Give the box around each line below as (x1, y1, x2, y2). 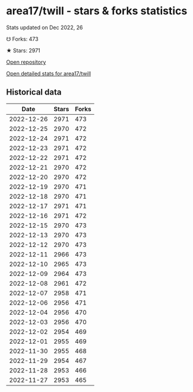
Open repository (6, 58, 46, 65)
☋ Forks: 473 (6, 35, 39, 42)
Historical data (6, 87, 62, 98)
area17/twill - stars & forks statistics (6, 4, 188, 18)
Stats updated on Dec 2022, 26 (6, 24, 83, 31)
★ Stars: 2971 (6, 46, 40, 54)
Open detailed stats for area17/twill (6, 70, 91, 77)
